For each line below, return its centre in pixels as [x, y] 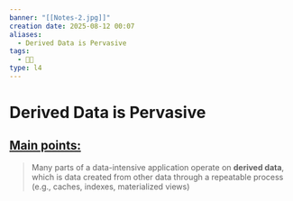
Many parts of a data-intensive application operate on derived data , [158, 167]
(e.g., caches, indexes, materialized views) [110, 187]
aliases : [26, 34]
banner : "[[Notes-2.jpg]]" [60, 18]
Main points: [45, 146]
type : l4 [26, 69]
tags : [19, 51]
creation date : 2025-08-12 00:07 [72, 26]
